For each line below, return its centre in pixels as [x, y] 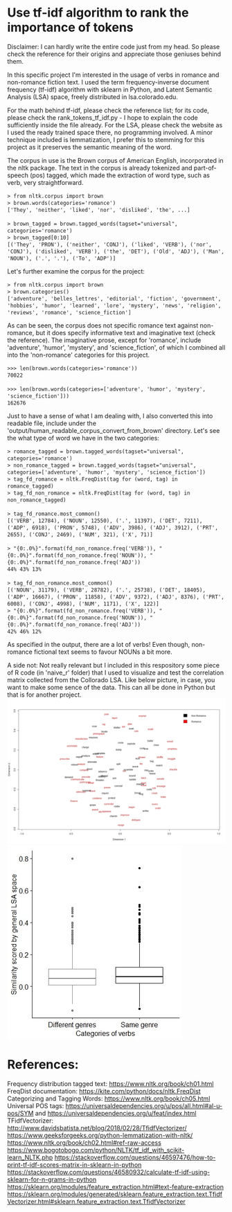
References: [43, 1064]
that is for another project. [44, 695]
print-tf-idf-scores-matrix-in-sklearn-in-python [74, 1164]
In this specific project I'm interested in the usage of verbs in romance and [113, 75]
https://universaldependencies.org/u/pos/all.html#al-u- [144, 1105]
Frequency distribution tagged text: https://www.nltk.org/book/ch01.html [110, 1084]
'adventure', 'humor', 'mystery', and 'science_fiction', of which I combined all [116, 347]
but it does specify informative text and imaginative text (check [126, 332]
